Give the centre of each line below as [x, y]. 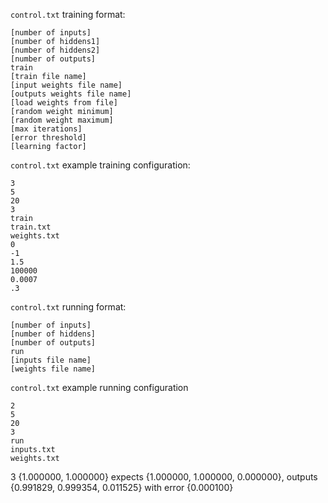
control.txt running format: [68, 307]
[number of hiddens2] [55, 50]
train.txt [31, 227]
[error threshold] [48, 138]
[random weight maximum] [62, 120]
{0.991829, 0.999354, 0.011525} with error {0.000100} [122, 487]
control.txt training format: [68, 14]
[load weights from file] [64, 103]
